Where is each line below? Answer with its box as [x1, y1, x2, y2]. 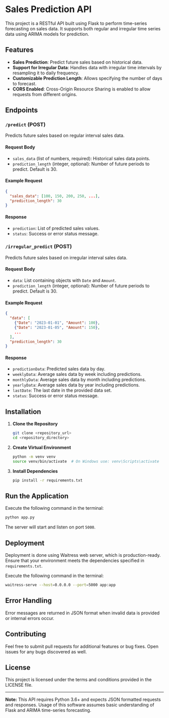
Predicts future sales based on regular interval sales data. [5, 132, 125, 138]
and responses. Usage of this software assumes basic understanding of [5, 702, 154, 708]
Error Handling [5, 596, 52, 605]
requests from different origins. [12, 91, 77, 97]
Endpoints [5, 106, 38, 115]
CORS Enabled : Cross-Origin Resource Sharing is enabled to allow [12, 86, 151, 92]
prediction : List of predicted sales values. [12, 225, 100, 231]
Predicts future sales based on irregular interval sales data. [5, 254, 127, 261]
